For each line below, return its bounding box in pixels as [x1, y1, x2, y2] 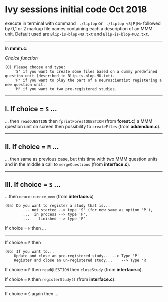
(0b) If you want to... [5, 249, 55, 254]
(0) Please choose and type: [5, 64, 66, 70]
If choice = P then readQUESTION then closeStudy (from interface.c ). [5, 267, 143, 273]
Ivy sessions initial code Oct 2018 [5, 4, 147, 15]
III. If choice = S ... [5, 180, 61, 189]
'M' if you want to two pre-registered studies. [14, 86, 117, 91]
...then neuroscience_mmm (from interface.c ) [5, 194, 94, 200]
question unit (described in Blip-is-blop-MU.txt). [5, 73, 115, 78]
